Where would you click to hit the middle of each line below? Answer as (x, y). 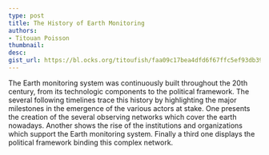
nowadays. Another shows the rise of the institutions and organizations (125, 125)
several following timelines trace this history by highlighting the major (122, 100)
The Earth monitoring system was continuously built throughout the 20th (128, 83)
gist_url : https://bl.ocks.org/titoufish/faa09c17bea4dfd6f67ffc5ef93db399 (137, 61)
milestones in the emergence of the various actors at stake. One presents (129, 108)
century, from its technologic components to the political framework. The (129, 91)
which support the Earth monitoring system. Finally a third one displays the (132, 133)
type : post (26, 16)
